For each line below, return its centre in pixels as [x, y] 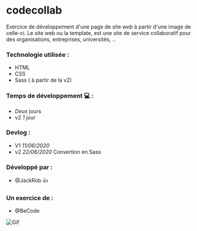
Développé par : [30, 167]
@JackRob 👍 [31, 181]
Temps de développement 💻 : [50, 96]
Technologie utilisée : [38, 54]
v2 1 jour [25, 117]
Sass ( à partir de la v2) [43, 80]
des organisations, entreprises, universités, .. [61, 39]
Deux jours [28, 111]
